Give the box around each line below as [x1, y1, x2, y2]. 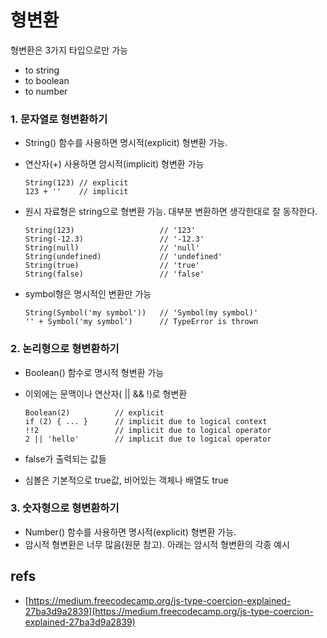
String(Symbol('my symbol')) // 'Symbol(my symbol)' [24, 308, 259, 318]
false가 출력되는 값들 [24, 452, 107, 465]
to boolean [24, 74, 70, 86]
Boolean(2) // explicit [24, 407, 165, 418]
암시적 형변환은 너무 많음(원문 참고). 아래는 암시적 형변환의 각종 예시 [24, 538, 290, 550]
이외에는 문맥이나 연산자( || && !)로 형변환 [24, 387, 188, 400]
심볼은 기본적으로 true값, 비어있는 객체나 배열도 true [24, 474, 229, 486]
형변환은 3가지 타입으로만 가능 [10, 44, 128, 56]
